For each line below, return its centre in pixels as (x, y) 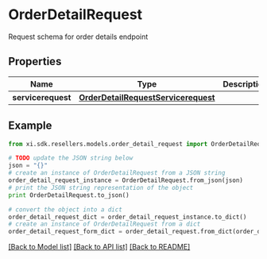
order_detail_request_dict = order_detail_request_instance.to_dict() (128, 217)
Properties (35, 62)
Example (30, 126)
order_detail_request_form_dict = (66, 232)
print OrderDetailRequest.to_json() (69, 195)
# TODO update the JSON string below (71, 158)
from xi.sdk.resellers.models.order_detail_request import (108, 144)
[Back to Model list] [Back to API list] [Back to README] (99, 247)
